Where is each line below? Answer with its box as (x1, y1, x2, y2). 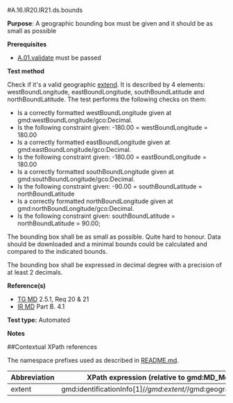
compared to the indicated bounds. (7, 248, 107, 255)
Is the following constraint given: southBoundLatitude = (17, 212, 175, 220)
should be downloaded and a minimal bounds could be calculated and (7, 240, 207, 248)
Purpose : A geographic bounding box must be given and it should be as (7, 19, 214, 27)
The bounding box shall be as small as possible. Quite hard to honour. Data (7, 232, 221, 241)
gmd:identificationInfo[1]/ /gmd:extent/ (61, 384, 187, 394)
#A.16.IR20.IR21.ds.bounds (7, 6, 83, 14)
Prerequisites (7, 40, 47, 48)
